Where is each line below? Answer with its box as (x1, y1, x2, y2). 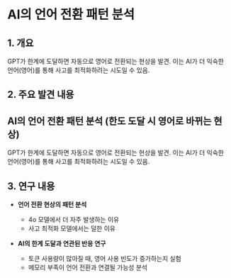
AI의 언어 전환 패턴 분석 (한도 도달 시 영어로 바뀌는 (7, 115, 212, 127)
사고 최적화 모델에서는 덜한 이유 (28, 224, 115, 233)
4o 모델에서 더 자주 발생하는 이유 (28, 216, 120, 224)
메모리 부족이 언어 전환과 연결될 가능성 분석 (28, 263, 147, 272)
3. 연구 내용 (7, 180, 55, 192)
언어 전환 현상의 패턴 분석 (17, 200, 87, 209)
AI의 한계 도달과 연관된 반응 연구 (17, 239, 106, 248)
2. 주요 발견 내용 (7, 89, 74, 101)
